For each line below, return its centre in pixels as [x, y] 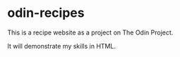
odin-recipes [46, 13]
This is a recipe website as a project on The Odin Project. [90, 32]
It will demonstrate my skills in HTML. [62, 46]
